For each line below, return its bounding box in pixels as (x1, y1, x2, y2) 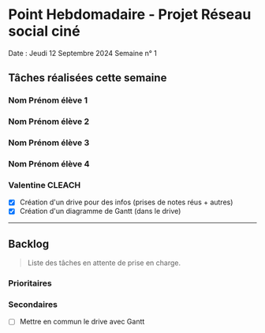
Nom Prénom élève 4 (8, 159, 90, 170)
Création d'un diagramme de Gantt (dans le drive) (19, 207, 181, 216)
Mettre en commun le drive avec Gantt (19, 317, 145, 327)
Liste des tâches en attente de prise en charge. (27, 258, 181, 268)
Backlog (8, 237, 50, 250)
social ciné (8, 22, 80, 40)
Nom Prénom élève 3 (8, 137, 90, 148)
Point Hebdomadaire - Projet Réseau (8, 6, 252, 24)
